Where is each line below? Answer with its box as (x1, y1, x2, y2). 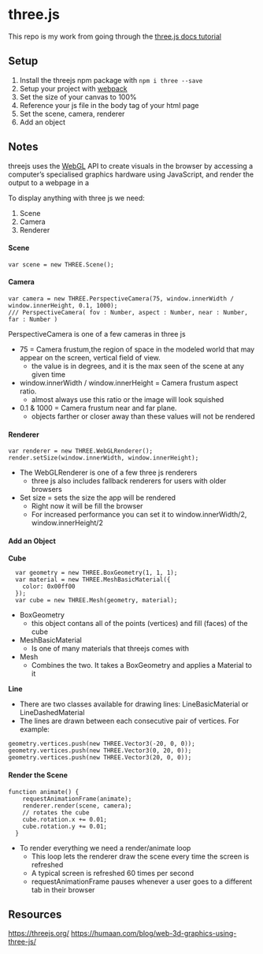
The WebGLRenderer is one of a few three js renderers (19, 468, 198, 478)
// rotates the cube (22, 808, 90, 817)
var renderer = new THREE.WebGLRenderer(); (8, 447, 154, 455)
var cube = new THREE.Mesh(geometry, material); (15, 597, 178, 605)
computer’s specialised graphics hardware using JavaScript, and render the (8, 170, 254, 179)
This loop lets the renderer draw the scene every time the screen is (31, 852, 250, 861)
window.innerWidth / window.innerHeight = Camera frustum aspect (19, 378, 239, 387)
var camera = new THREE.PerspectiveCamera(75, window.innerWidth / (8, 294, 235, 303)
